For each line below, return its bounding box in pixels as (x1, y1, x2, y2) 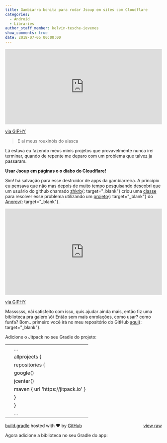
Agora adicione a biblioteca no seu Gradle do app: (5, 432, 108, 438)
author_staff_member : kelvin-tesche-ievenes (5, 26, 99, 31)
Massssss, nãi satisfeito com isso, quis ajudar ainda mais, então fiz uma (5, 308, 153, 314)
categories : (5, 12, 30, 17)
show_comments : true (5, 30, 48, 35)
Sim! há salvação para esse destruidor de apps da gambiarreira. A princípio (5, 177, 160, 183)
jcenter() (14, 377, 35, 384)
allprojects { (14, 353, 42, 360)
